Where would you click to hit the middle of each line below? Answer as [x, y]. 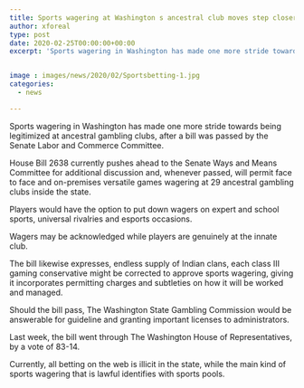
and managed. [36, 292]
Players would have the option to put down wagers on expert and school [144, 209]
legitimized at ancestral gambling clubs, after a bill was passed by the [139, 136]
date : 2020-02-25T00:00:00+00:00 [72, 43]
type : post [30, 34]
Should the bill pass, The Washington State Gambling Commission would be [151, 309]
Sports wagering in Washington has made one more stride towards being [146, 126]
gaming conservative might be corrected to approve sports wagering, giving [152, 273]
